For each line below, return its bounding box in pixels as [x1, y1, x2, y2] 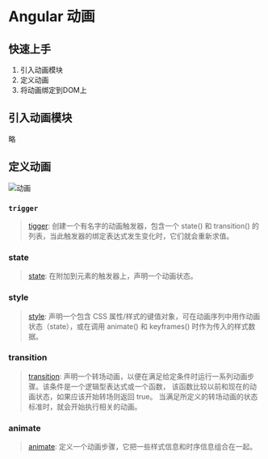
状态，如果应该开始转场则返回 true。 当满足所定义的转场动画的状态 [35, 391, 258, 401]
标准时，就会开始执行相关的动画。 [27, 402, 142, 411]
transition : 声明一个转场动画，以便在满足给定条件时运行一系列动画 [27, 371, 248, 381]
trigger [8, 204, 39, 213]
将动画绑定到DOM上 [19, 86, 87, 95]
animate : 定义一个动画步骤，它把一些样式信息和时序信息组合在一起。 [27, 442, 258, 452]
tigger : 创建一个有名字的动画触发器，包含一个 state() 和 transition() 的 [27, 221, 260, 230]
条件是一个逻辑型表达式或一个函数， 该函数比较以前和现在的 [49, 381, 250, 391]
